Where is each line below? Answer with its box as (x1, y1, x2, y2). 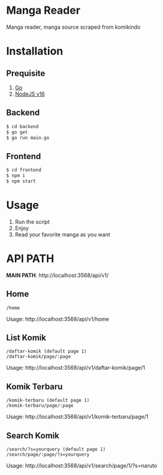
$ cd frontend (6, 167, 42, 173)
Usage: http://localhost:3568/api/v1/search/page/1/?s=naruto (6, 462, 158, 469)
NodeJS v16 (14, 90, 45, 98)
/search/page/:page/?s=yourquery (6, 451, 90, 458)
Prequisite (6, 68, 46, 78)
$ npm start (6, 178, 36, 184)
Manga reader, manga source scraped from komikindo (6, 23, 141, 31)
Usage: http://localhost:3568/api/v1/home (6, 315, 110, 322)
